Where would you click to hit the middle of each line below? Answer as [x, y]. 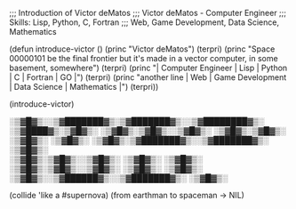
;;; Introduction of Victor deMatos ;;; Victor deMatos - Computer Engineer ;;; [148, 13]
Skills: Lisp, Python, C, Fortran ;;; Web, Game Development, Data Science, [144, 22]
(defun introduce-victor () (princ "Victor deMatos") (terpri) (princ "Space [142, 49]
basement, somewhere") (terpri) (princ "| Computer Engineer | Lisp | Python [148, 68]
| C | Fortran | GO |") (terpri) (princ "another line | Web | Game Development [148, 77]
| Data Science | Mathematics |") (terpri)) [84, 87]
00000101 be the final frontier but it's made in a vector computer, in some [144, 58]
